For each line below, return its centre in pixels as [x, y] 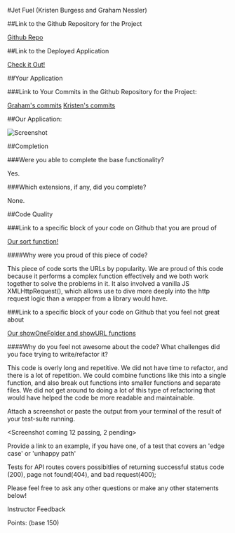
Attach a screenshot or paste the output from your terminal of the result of [115, 411]
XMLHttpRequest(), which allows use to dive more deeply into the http [109, 291]
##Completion [28, 146]
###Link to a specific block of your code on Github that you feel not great [113, 312]
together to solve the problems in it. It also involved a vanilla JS [99, 283]
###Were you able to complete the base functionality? [86, 160]
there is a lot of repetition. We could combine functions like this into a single [117, 375]
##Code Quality [30, 214]
